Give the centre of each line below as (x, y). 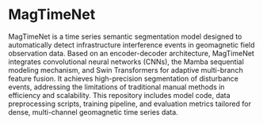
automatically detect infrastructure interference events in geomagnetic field (131, 44)
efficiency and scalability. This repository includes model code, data (120, 95)
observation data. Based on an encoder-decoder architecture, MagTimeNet (131, 53)
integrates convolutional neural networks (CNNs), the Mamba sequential (126, 62)
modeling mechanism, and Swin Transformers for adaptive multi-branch (126, 70)
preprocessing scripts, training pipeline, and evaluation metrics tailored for (130, 104)
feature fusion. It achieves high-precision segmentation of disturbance (124, 78)
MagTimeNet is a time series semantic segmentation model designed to (125, 36)
